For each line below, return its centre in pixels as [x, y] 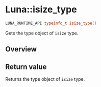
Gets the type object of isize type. [42, 33]
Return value [26, 67]
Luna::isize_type [41, 10]
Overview [21, 49]
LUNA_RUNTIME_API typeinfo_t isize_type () [51, 23]
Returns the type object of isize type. [45, 79]
